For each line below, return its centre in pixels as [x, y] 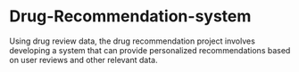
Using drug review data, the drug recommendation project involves [133, 41]
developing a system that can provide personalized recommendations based [150, 50]
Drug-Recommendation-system [130, 16]
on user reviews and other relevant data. [83, 60]
